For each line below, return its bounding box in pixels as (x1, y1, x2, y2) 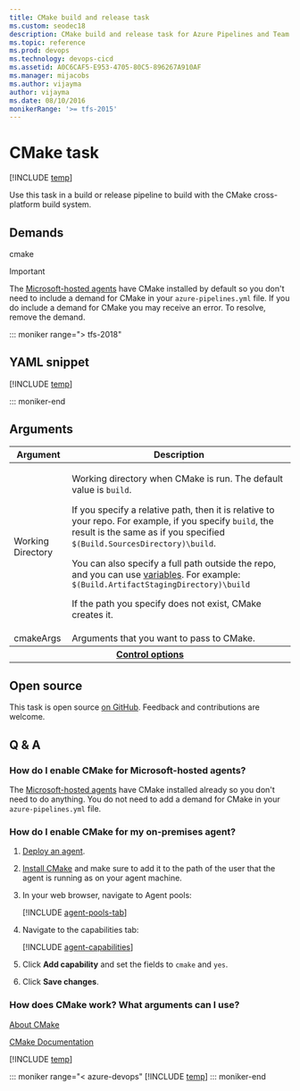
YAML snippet (9, 354, 89, 371)
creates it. (71, 608, 113, 620)
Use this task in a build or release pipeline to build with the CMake (9, 189, 253, 201)
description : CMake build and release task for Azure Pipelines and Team (9, 29, 290, 38)
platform (9, 199, 40, 210)
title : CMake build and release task (9, 12, 150, 22)
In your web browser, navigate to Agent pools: (21, 890, 192, 901)
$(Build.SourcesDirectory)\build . (71, 537, 216, 549)
